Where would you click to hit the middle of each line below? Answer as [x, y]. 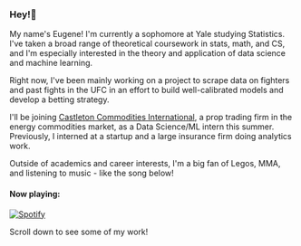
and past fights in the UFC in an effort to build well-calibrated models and [146, 90]
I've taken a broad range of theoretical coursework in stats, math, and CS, [147, 43]
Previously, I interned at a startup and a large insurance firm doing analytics [150, 137]
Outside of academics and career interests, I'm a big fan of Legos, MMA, [145, 164]
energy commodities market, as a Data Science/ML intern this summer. [142, 127]
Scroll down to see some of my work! [79, 232]
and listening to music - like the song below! [92, 173]
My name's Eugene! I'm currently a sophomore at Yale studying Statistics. [147, 34]
